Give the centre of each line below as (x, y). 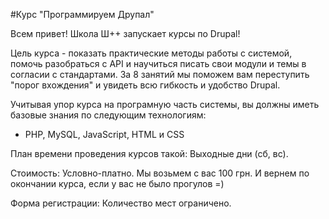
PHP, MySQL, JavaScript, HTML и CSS (104, 134)
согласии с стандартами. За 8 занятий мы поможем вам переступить (160, 74)
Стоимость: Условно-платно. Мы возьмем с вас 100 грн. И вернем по (160, 173)
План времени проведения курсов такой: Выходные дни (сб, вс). (149, 153)
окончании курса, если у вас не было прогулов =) (117, 183)
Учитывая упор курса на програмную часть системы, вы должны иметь (165, 104)
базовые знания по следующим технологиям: (108, 115)
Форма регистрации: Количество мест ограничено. (121, 203)
